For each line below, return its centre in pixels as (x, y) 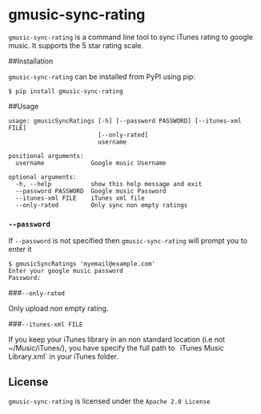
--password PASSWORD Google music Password (91, 191)
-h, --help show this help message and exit (109, 184)
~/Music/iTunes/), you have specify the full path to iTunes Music (116, 348)
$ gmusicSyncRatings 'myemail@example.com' (82, 264)
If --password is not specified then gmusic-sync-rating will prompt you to (128, 241)
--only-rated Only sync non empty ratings (102, 205)
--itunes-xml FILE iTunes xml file (80, 198)
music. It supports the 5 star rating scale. (76, 45)
